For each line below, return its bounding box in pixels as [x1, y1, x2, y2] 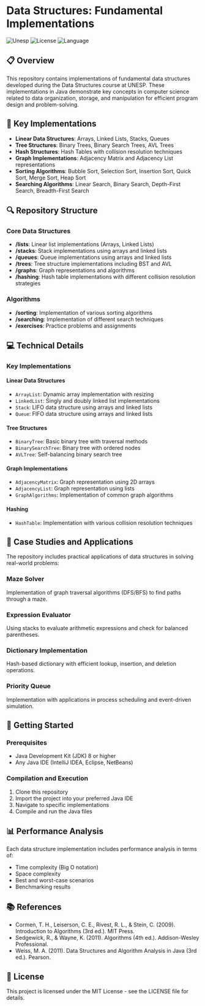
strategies [15, 280, 41, 287]
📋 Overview [6, 56, 55, 66]
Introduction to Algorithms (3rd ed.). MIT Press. [15, 928, 135, 935]
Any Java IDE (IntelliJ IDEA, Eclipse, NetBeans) [15, 759, 133, 766]
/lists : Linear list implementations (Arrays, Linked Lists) [15, 241, 154, 248]
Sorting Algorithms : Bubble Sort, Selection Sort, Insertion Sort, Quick [15, 167, 192, 175]
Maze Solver [6, 575, 45, 584]
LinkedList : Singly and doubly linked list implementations [15, 397, 160, 405]
